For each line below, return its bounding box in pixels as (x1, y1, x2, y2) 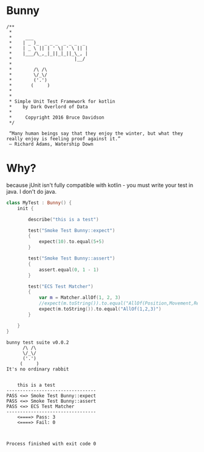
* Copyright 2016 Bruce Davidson (8, 114, 104, 121)
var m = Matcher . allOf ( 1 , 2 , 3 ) (38, 295, 121, 301)
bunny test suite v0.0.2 (6, 339, 69, 345)
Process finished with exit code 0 (6, 440, 97, 447)
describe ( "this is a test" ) (28, 216, 99, 222)
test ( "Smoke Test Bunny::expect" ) (28, 227, 115, 233)
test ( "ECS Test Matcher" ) (28, 283, 94, 289)
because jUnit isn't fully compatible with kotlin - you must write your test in (6, 181, 194, 189)
